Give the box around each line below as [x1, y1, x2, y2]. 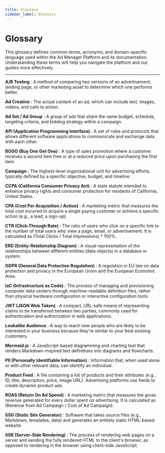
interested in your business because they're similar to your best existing [5, 328, 151, 334]
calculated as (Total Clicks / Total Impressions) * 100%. [5, 233, 117, 239]
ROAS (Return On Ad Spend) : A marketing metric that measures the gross [5, 392, 156, 398]
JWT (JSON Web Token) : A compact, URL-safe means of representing [5, 303, 150, 309]
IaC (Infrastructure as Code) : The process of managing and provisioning [5, 283, 154, 289]
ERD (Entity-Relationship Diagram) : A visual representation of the [5, 243, 140, 249]
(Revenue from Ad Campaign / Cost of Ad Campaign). [5, 402, 114, 408]
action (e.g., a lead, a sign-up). [5, 213, 67, 219]
